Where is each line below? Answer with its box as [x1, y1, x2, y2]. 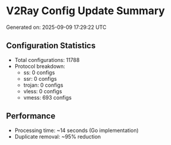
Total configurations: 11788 [14, 56, 80, 63]
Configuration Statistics [6, 41, 96, 51]
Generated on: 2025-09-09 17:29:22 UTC [6, 24, 107, 31]
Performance [6, 111, 56, 121]
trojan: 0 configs [23, 81, 63, 88]
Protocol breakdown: [14, 62, 66, 70]
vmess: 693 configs [23, 94, 72, 101]
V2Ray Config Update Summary [6, 4, 165, 18]
